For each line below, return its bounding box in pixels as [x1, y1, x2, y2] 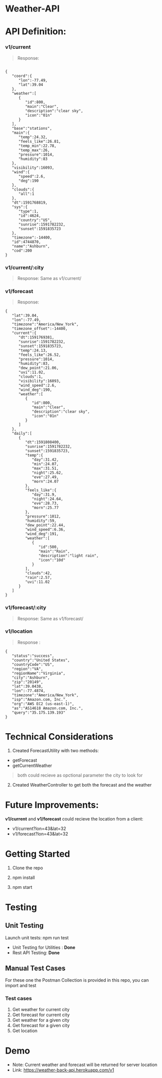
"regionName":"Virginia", [11, 671, 66, 676]
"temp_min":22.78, [18, 143, 57, 148]
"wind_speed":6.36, [25, 527, 66, 532]
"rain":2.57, [25, 575, 52, 580]
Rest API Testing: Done [12, 949, 60, 956]
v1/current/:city [5, 264, 44, 271]
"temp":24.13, [18, 348, 48, 353]
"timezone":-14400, [11, 235, 52, 240]
